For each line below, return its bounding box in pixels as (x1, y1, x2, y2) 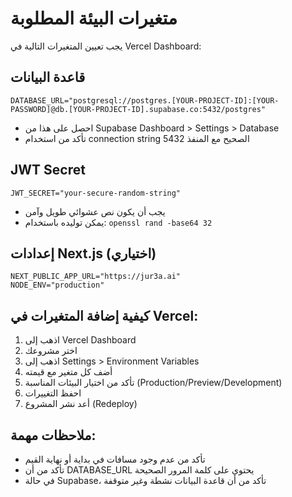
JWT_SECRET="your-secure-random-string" (10, 188, 182, 198)
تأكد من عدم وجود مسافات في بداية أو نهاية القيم (24, 453, 206, 465)
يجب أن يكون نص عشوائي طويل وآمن (24, 205, 166, 217)
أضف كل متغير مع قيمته (24, 366, 113, 378)
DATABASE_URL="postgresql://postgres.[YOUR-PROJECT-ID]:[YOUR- (10, 95, 280, 106)
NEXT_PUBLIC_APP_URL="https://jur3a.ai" (10, 272, 182, 282)
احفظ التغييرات (24, 387, 82, 399)
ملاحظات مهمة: (10, 427, 97, 444)
